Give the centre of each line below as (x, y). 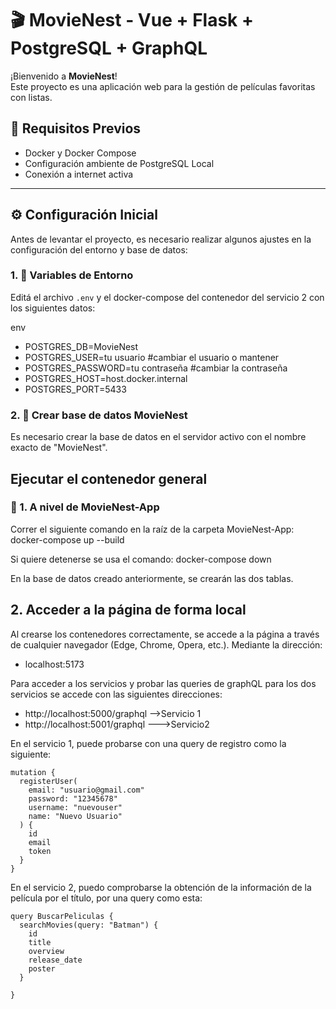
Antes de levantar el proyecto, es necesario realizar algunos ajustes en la (161, 239)
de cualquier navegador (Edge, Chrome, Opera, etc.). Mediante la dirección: (166, 644)
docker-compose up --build (67, 539)
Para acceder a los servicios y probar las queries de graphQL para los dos (163, 683)
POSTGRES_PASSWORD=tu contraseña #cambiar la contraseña (156, 368)
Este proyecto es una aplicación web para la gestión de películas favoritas (163, 86)
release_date (55, 960)
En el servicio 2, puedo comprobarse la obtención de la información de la (161, 887)
